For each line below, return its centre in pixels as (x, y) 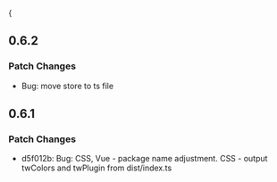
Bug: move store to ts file (67, 86)
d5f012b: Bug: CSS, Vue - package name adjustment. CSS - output (144, 159)
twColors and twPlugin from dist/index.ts (97, 168)
